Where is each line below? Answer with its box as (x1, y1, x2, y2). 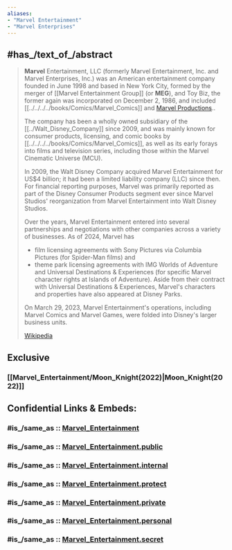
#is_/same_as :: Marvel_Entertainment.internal (7, 460, 168, 470)
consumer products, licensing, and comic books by (24, 132, 171, 141)
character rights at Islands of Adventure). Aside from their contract (34, 275, 225, 284)
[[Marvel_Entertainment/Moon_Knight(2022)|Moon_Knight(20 (7, 372, 223, 382)
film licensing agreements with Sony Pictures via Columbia (34, 246, 202, 254)
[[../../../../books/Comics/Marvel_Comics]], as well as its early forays (24, 139, 218, 148)
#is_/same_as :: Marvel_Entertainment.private (7, 497, 166, 507)
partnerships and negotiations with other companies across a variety (24, 225, 221, 233)
